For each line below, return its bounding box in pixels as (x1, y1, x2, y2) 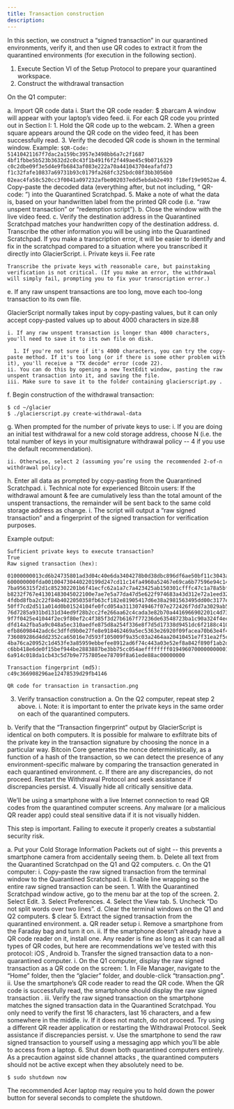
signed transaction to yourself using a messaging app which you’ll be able (7, 1038, 220, 1046)
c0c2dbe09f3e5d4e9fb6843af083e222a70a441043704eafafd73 (7, 163, 173, 170)
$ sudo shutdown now (7, 1073, 68, 1081)
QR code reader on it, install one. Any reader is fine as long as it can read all (7, 934, 225, 943)
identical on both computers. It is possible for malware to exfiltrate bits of (7, 730, 217, 739)
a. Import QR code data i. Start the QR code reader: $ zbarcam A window (7, 106, 217, 115)
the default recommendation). (7, 444, 93, 453)
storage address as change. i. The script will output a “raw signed (7, 506, 196, 514)
